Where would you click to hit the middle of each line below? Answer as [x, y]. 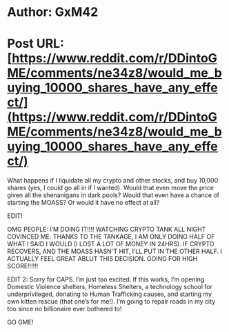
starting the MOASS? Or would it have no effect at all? [83, 203]
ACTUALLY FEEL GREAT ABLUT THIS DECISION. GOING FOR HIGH [102, 259]
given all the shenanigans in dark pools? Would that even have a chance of [113, 195]
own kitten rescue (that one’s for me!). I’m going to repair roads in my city [111, 302]
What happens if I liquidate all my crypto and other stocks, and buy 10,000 [113, 181]
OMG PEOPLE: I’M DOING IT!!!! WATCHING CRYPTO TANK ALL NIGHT [107, 230]
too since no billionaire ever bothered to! [64, 309]
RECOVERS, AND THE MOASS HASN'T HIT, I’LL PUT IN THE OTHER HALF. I [115, 251]
